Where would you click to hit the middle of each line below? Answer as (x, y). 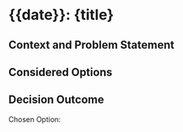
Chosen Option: (35, 119)
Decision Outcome (56, 100)
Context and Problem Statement (91, 45)
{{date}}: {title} (61, 15)
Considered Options (60, 72)
